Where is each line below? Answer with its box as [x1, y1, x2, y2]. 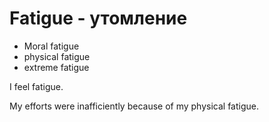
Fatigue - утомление [9, 7, 188, 30]
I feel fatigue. [9, 80, 64, 92]
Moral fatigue [23, 40, 80, 52]
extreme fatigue [23, 61, 90, 73]
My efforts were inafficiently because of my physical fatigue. [9, 100, 259, 112]
